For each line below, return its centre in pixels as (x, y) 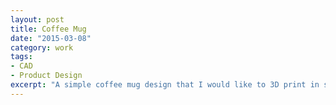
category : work (42, 47)
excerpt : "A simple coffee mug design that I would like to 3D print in (165, 85)
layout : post (37, 19)
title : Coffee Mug (48, 29)
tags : (21, 57)
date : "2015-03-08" (51, 38)
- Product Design (46, 76)
